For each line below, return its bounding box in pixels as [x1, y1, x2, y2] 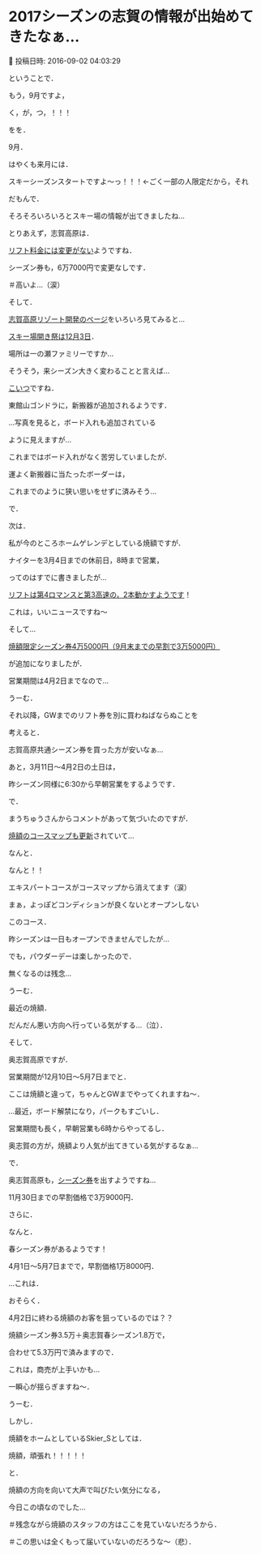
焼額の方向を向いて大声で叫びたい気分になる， [8, 1484, 165, 1495]
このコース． [8, 916, 51, 926]
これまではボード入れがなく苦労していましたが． [8, 451, 172, 462]
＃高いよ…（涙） [8, 280, 65, 289]
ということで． [8, 73, 58, 83]
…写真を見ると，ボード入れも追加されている [8, 417, 156, 427]
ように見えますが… [8, 434, 72, 444]
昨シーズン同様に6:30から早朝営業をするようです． [8, 779, 180, 788]
